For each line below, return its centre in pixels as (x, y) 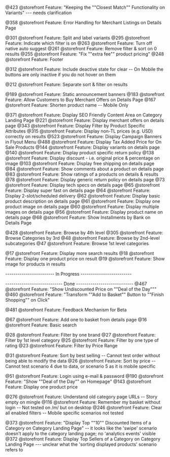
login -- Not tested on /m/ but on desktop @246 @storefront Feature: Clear (84, 407)
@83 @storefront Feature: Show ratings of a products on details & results (82, 174)
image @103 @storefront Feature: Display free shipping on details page (80, 164)
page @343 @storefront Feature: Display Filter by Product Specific (75, 126)
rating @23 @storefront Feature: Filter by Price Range (61, 346)
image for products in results (36, 264)
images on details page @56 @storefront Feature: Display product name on (84, 212)
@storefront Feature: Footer (34, 59)
